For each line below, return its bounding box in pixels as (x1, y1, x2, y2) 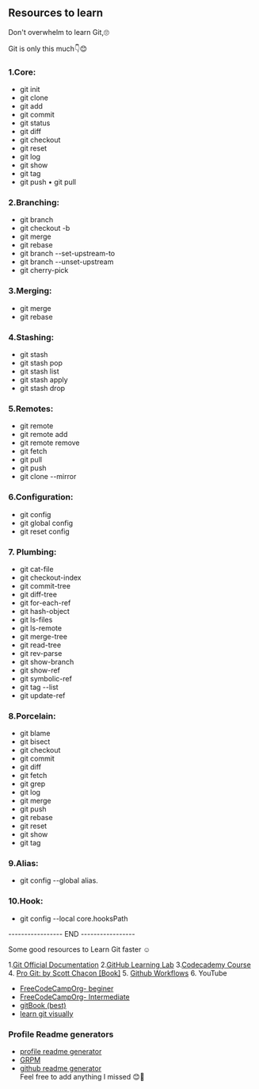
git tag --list (19, 682, 59, 692)
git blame (19, 729, 51, 738)
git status (19, 118, 51, 128)
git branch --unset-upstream (19, 257, 114, 266)
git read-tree (19, 640, 62, 650)
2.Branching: (8, 197, 59, 209)
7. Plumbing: (8, 546, 57, 558)
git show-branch (19, 657, 74, 666)
